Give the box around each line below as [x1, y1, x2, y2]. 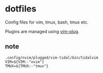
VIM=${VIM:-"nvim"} [5, 59, 44, 64]
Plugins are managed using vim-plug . [5, 28, 80, 34]
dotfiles [5, 3, 37, 14]
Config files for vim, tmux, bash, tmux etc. [5, 19, 88, 25]
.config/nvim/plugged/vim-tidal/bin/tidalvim [5, 55, 98, 60]
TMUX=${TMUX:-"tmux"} [5, 63, 49, 68]
